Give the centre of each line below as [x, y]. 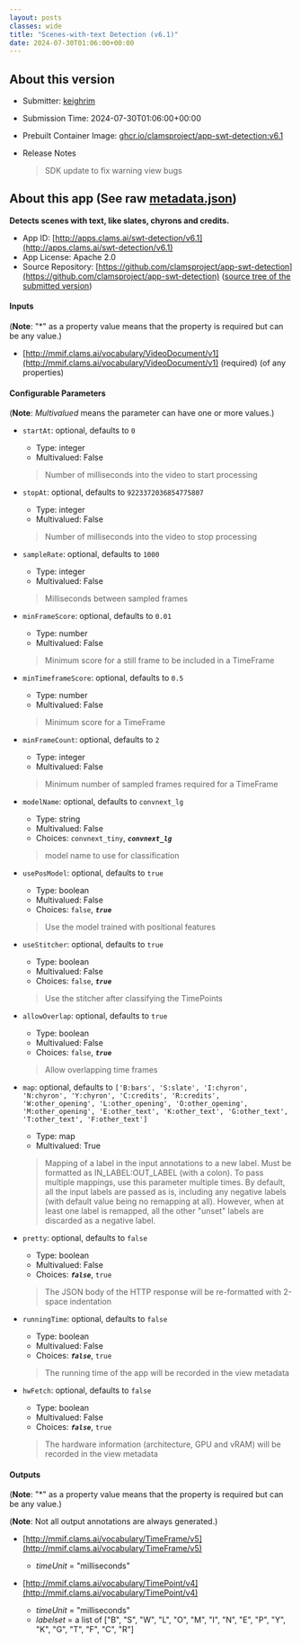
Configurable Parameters [58, 393]
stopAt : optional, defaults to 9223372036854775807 [113, 492]
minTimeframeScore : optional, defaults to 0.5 [103, 678]
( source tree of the [256, 276]
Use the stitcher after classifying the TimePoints [133, 999]
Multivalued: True [68, 1146]
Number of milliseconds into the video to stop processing [151, 537]
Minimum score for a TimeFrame [105, 723]
